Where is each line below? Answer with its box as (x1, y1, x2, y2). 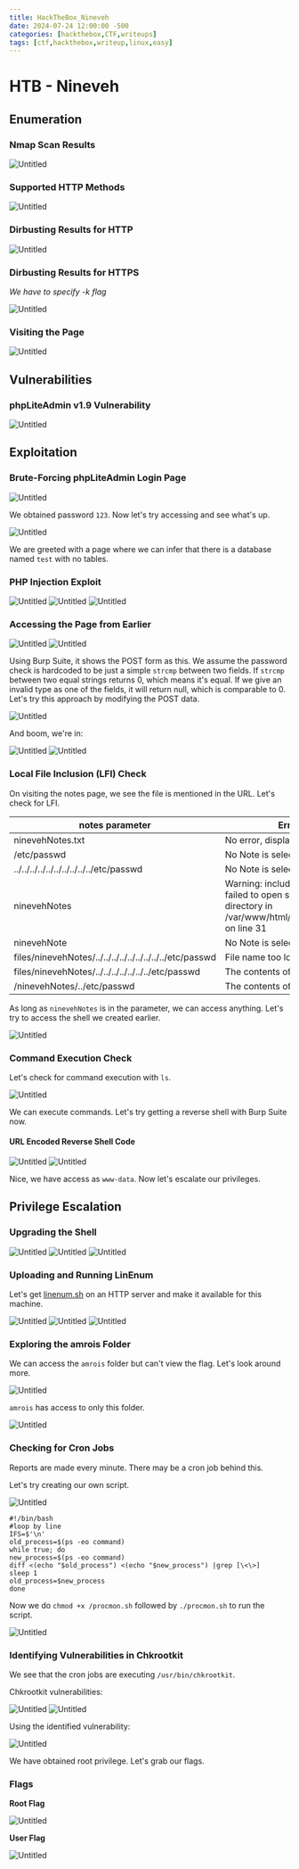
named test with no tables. (9, 553, 109, 564)
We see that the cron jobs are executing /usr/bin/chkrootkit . (9, 1669, 236, 1680)
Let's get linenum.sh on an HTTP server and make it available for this (9, 1289, 263, 1300)
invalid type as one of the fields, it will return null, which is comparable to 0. (9, 684, 287, 695)
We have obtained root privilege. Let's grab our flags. (9, 1755, 205, 1766)
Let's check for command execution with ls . (9, 1071, 172, 1082)
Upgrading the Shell (9, 1226, 98, 1238)
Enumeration (9, 112, 83, 127)
